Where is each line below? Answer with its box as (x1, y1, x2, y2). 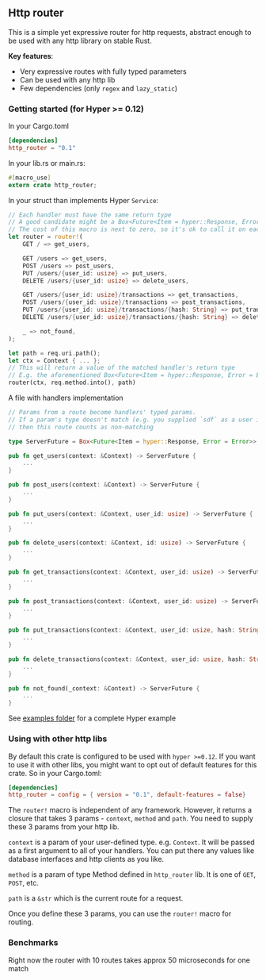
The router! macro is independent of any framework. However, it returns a (8, 805, 252, 815)
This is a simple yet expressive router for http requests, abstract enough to (8, 27, 252, 37)
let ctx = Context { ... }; (8, 356, 101, 364)
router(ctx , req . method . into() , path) (8, 379, 136, 387)
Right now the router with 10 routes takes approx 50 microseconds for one (8, 955, 251, 965)
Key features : (8, 51, 54, 60)
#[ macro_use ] (8, 174, 51, 182)
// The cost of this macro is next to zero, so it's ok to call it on (8, 225, 246, 233)
